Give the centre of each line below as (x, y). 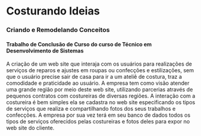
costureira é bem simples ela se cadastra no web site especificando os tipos (101, 102)
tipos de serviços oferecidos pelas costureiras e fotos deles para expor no (98, 122)
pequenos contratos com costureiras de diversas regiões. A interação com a (101, 96)
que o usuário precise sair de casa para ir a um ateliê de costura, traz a (94, 77)
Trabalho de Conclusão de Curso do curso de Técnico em (79, 44)
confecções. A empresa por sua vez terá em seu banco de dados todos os (98, 115)
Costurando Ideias (53, 11)
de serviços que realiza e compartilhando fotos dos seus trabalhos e (91, 109)
